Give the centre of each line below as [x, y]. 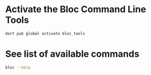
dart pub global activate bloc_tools [45, 33]
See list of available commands [72, 54]
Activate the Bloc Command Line [76, 9]
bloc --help [18, 67]
